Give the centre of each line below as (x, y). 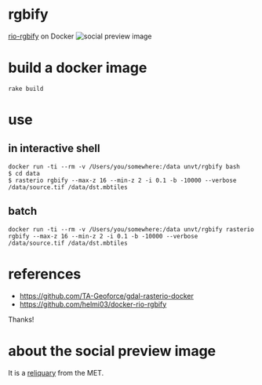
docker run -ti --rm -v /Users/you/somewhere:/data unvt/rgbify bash (124, 166)
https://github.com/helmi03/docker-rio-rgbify (93, 304)
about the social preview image (112, 351)
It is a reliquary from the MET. (56, 372)
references (45, 274)
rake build (26, 89)
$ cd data (24, 173)
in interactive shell (54, 149)
